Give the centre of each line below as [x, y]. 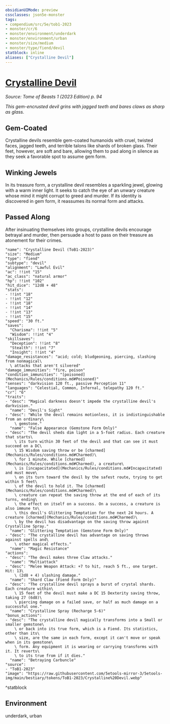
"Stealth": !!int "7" [33, 348]
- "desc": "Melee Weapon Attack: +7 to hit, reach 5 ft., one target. [82, 566]
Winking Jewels [31, 173]
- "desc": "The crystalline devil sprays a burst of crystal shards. [81, 584]
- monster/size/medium [29, 43]
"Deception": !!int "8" [35, 343]
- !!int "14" [19, 307]
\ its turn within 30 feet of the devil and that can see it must [86, 442]
